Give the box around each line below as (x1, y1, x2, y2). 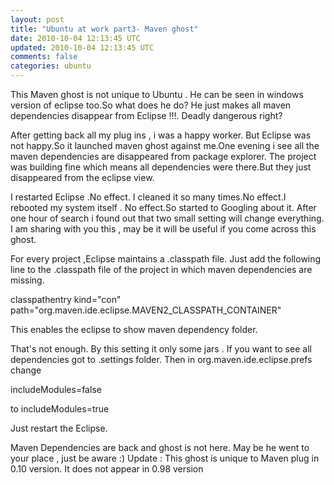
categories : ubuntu (10, 61, 92, 71)
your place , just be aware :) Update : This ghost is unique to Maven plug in (10, 452, 320, 464)
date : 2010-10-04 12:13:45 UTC (10, 33, 141, 43)
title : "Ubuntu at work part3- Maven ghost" (10, 24, 199, 34)
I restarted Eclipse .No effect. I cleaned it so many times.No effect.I (10, 191, 287, 203)
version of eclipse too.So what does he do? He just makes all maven (10, 99, 292, 111)
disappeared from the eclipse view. (10, 172, 155, 183)
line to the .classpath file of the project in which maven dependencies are (10, 264, 313, 275)
